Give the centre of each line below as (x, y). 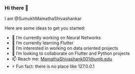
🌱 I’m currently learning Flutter (43, 43)
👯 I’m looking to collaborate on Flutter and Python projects (71, 53)
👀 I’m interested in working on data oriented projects (65, 48)
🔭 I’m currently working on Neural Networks (56, 38)
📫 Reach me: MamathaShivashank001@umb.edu (62, 59)
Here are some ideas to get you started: (45, 28)
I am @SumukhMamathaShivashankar (43, 19)
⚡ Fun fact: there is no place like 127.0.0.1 (53, 67)
